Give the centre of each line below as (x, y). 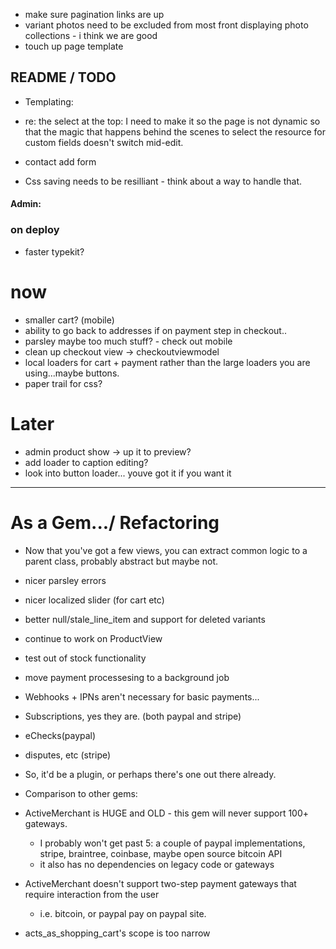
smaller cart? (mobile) (69, 320)
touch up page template (74, 46)
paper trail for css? (63, 383)
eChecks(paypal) (60, 735)
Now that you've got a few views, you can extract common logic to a (166, 550)
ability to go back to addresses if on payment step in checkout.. (155, 330)
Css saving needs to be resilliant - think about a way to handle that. (163, 181)
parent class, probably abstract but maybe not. (121, 561)
